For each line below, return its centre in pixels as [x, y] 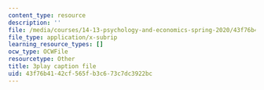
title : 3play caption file [52, 67]
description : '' [35, 23]
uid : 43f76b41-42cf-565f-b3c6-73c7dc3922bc [81, 74]
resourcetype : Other [42, 59]
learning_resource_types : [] [56, 45]
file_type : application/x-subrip [63, 37]
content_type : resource [47, 15]
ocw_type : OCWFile [38, 52]
